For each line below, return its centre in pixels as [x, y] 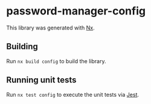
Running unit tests [41, 80]
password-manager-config [76, 11]
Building [22, 47]
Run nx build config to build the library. [56, 61]
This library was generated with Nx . [50, 28]
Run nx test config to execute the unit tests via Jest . [73, 94]
